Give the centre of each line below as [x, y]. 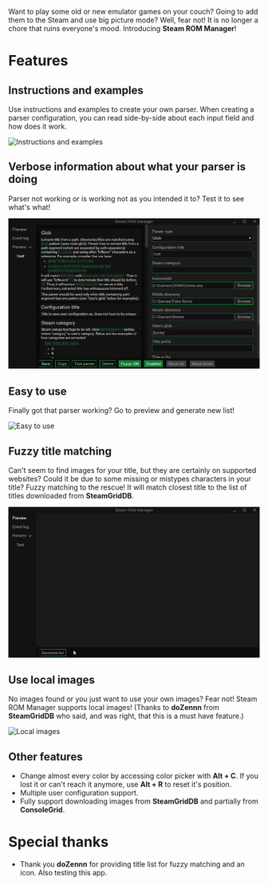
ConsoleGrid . [42, 810]
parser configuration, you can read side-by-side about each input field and [131, 118]
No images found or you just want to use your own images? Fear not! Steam [133, 699]
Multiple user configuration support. [79, 793]
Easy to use [38, 391]
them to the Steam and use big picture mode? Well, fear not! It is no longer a [134, 20]
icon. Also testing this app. [63, 873]
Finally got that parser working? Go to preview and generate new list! [122, 411]
